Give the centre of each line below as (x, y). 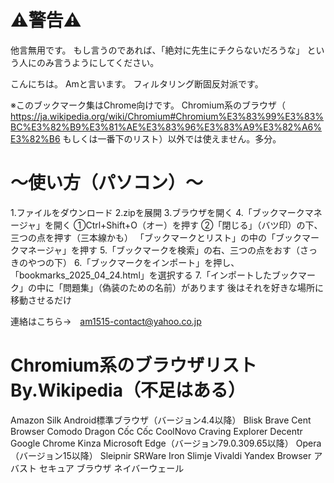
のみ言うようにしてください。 (98, 62)
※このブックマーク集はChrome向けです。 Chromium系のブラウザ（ (148, 105)
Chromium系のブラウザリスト (134, 365)
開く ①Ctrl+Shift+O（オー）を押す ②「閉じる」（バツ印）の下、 (188, 225)
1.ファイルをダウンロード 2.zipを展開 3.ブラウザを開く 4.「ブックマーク (157, 212)
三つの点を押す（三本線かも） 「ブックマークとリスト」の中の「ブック (156, 237)
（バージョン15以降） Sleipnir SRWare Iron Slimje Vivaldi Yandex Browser (161, 455)
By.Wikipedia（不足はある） (128, 390)
